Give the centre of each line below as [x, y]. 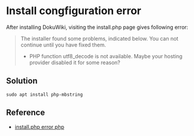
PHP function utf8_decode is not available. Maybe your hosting [106, 56]
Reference [26, 113]
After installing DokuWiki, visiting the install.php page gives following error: [97, 27]
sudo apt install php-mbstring [45, 94]
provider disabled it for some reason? [75, 62]
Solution [22, 81]
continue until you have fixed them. [63, 45]
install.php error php [40, 127]
